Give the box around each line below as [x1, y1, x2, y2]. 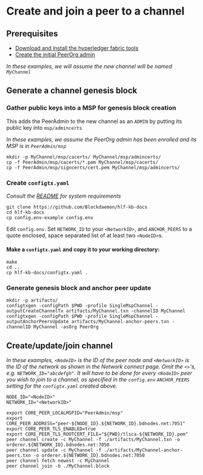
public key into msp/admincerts [6, 124, 82, 131]
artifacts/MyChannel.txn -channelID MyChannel [65, 308, 186, 314]
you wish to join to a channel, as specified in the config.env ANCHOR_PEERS [6, 376, 190, 383]
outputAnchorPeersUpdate [6, 318, 69, 325]
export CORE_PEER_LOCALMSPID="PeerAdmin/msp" [6, 410, 123, 416]
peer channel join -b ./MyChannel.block [6, 463, 110, 470]
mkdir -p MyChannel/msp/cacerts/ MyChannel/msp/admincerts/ [6, 153, 162, 160]
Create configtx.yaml [6, 178, 70, 187]
